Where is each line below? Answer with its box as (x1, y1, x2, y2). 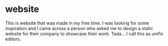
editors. (5, 36, 21, 42)
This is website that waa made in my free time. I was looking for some (5, 20, 149, 26)
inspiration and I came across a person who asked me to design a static (5, 25, 153, 31)
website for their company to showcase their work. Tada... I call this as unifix (5, 30, 163, 36)
